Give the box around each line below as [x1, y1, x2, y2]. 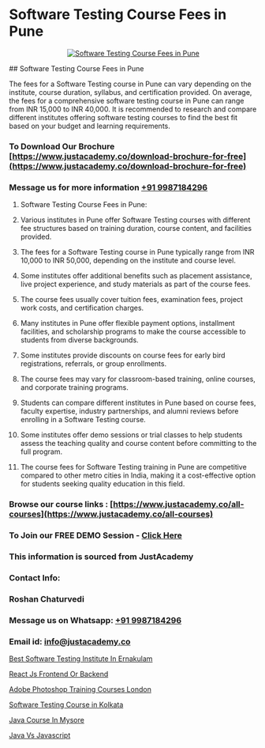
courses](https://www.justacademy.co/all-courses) [9, 508, 214, 519]
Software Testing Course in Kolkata [9, 700, 124, 709]
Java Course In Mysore [9, 715, 85, 724]
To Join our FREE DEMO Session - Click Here [9, 530, 182, 541]
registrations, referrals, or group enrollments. [20, 359, 167, 368]
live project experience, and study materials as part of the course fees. [20, 279, 251, 289]
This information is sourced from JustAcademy [9, 551, 194, 562]
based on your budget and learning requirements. [9, 121, 170, 130]
